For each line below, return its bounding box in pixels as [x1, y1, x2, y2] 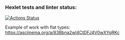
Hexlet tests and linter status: [5, 4, 77, 11]
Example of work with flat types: [5, 24, 70, 30]
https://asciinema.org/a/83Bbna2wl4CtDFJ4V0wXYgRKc [5, 30, 120, 36]
